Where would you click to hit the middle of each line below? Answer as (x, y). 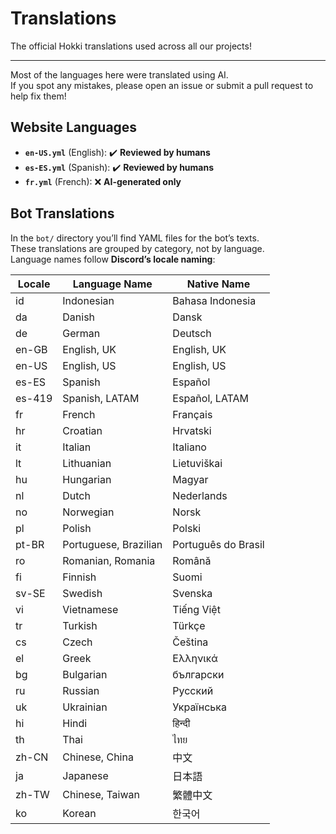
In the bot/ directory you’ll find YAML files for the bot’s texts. (135, 238)
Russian (81, 690)
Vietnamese (90, 609)
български (198, 674)
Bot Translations (62, 213)
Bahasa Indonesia (214, 300)
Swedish (82, 593)
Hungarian (87, 479)
